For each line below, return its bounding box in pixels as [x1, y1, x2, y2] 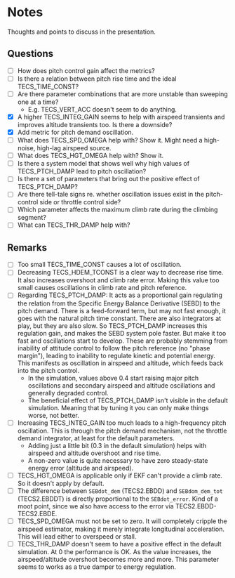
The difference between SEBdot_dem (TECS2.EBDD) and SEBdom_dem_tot [17, 486, 223, 495]
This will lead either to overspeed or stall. [17, 532, 137, 541]
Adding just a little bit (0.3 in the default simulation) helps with [27, 441, 207, 449]
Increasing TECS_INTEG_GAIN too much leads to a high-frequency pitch [17, 419, 227, 427]
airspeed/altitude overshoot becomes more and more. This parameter [17, 555, 220, 563]
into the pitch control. [17, 366, 79, 374]
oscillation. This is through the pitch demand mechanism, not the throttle [17, 426, 227, 435]
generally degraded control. [27, 388, 109, 397]
